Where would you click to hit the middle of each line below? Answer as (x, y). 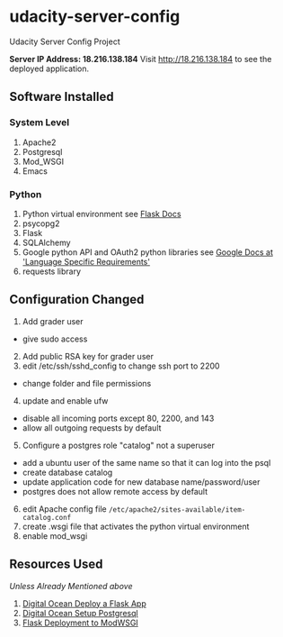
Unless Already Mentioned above (71, 586)
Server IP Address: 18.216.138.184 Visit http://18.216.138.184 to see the (141, 59)
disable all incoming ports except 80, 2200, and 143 (118, 418)
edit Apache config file (64, 509)
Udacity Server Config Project (65, 41)
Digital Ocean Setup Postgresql (80, 613)
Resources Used (56, 564)
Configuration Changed (77, 300)
